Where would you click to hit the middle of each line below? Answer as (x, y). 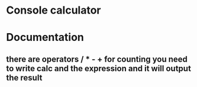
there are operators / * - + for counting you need (97, 59)
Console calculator (54, 10)
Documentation (45, 38)
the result (24, 78)
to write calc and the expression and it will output (98, 68)
